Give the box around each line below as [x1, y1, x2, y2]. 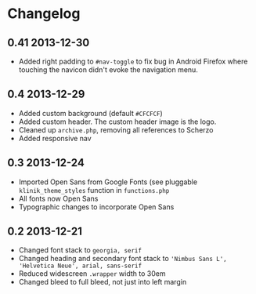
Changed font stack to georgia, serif [18, 245, 142, 255]
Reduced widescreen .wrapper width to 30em [18, 269, 166, 278]
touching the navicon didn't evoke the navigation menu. [18, 65, 199, 74]
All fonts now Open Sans [18, 194, 99, 203]
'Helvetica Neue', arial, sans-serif [18, 262, 142, 270]
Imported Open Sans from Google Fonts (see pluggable [18, 177, 197, 187]
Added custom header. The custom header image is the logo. [18, 117, 217, 126]
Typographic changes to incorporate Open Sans [18, 201, 175, 212]
